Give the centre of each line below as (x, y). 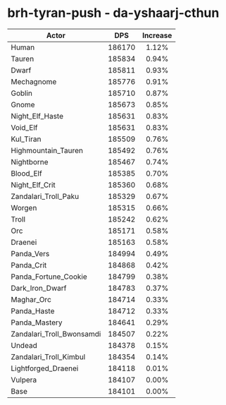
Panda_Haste (33, 310)
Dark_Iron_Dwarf (39, 288)
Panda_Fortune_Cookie (49, 277)
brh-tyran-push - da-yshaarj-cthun (113, 13)
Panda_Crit (29, 265)
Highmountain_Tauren (47, 150)
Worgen (24, 207)
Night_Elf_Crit (33, 185)
